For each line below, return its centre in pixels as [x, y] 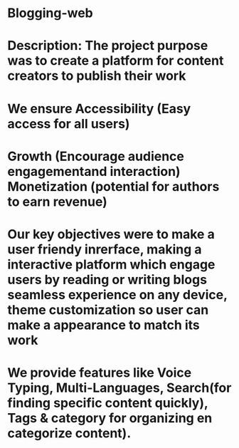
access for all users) [69, 124]
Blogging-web [51, 13]
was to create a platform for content [116, 61]
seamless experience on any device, [117, 295]
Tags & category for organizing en [110, 418]
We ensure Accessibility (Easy [99, 109]
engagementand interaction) [94, 171]
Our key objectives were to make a [111, 234]
